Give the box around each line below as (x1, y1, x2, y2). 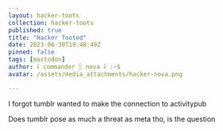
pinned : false (8, 48, 56, 56)
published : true (8, 26, 62, 34)
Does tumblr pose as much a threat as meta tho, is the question (8, 114, 216, 123)
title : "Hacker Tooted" (8, 33, 87, 42)
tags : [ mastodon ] (8, 56, 66, 64)
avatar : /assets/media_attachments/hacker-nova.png (8, 70, 183, 78)
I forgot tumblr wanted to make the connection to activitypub (8, 99, 207, 108)
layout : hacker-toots (8, 11, 80, 20)
